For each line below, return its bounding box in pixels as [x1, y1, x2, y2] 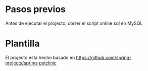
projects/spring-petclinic [5, 59, 57, 66]
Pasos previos [5, 4, 66, 15]
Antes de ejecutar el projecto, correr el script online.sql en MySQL [5, 20, 143, 26]
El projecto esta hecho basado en [5, 54, 75, 60]
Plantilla [5, 38, 40, 49]
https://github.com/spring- [76, 54, 132, 60]
